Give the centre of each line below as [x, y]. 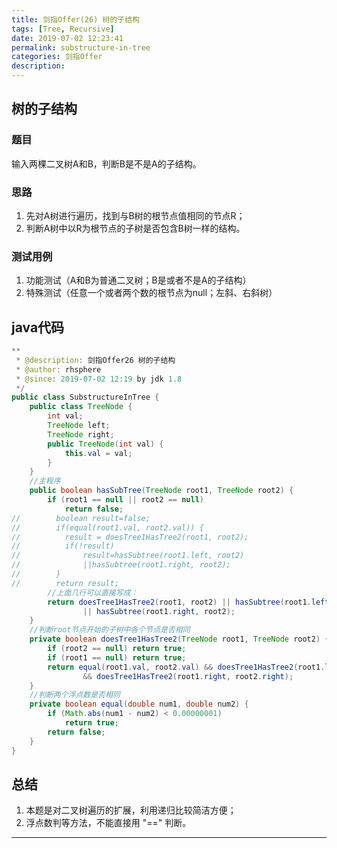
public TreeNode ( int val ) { [105, 444]
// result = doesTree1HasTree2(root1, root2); [130, 537]
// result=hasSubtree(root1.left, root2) [128, 556]
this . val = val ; [98, 453]
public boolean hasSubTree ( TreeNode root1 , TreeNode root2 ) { [161, 491]
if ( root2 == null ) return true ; [117, 649]
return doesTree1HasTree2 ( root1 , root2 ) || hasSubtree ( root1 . [179, 602]
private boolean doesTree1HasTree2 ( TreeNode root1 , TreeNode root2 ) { [179, 639]
